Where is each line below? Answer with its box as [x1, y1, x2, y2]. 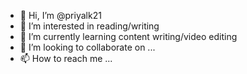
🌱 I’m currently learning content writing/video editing [19, 31, 238, 42]
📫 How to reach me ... [19, 53, 113, 64]
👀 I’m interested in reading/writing [19, 20, 160, 32]
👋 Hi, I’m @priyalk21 [19, 10, 102, 21]
